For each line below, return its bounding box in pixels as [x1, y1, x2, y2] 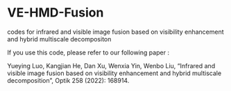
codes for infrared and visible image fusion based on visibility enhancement [7, 28, 224, 36]
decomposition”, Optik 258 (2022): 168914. [7, 76, 130, 84]
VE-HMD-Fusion [7, 5, 104, 21]
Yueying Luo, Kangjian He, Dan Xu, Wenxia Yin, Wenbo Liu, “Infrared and [7, 61, 216, 70]
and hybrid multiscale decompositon [7, 34, 112, 43]
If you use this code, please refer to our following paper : [7, 48, 170, 57]
